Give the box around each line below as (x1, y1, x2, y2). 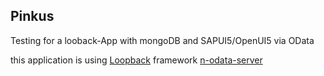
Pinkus (10, 8, 55, 25)
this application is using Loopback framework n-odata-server (10, 54, 263, 66)
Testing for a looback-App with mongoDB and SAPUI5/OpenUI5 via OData (10, 34, 315, 46)
